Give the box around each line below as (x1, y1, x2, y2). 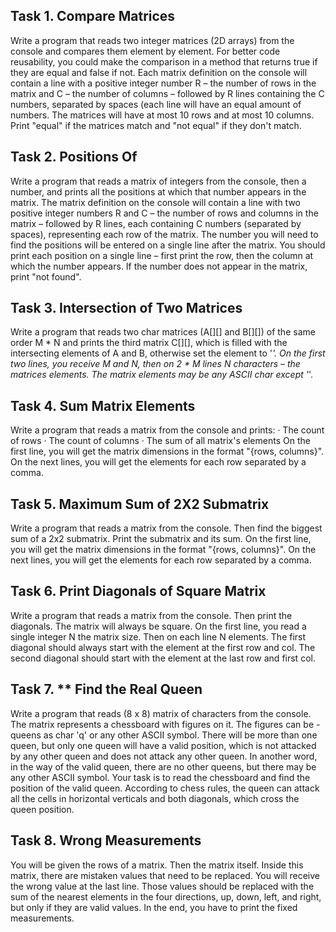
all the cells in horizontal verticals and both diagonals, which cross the (10, 792, 300, 804)
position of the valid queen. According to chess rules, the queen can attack (10, 782, 320, 794)
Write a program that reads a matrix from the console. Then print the (10, 609, 293, 621)
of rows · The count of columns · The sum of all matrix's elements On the (10, 435, 311, 447)
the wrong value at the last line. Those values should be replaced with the (10, 880, 315, 892)
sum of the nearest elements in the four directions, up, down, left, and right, (10, 890, 322, 903)
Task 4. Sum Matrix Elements (10, 397, 196, 414)
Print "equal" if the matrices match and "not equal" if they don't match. (10, 119, 302, 131)
